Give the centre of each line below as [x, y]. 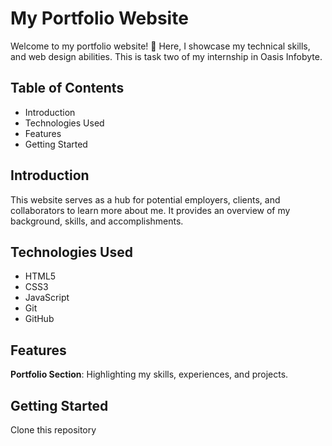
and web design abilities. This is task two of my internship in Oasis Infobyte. [166, 56]
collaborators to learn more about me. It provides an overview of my [150, 210]
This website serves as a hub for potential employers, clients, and [145, 199]
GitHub [39, 319]
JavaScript [47, 298]
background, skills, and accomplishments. [97, 221]
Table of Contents [67, 88]
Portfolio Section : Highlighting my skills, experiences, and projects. [149, 374]
